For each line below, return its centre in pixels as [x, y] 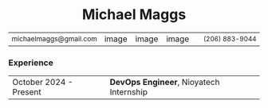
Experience [31, 63]
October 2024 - [43, 83]
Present [27, 92]
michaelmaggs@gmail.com [54, 39]
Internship [128, 92]
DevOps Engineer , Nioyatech [165, 83]
